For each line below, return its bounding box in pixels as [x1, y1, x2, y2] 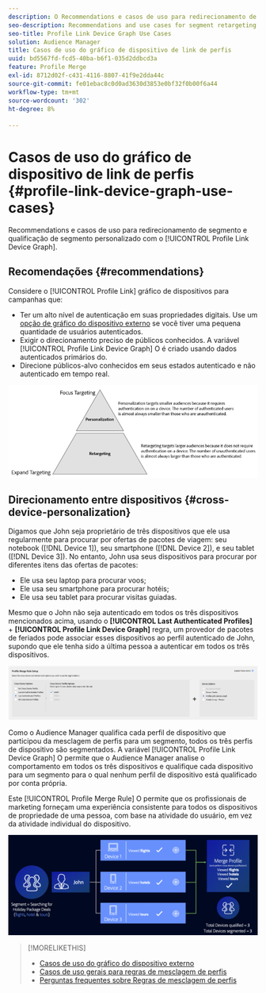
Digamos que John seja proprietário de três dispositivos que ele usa [8, 526, 230, 536]
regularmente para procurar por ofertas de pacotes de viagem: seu [8, 535, 227, 545]
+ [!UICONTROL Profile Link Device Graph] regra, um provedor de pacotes [8, 625, 254, 634]
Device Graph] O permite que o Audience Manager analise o [8, 753, 205, 763]
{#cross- [184, 493, 230, 507]
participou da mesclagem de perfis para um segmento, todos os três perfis [8, 737, 253, 746]
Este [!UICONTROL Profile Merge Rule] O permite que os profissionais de [8, 794, 247, 803]
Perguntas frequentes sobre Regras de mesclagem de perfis [39, 976, 237, 985]
